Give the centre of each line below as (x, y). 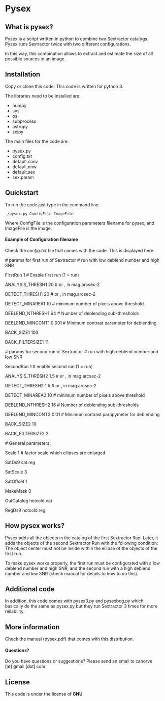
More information (33, 627)
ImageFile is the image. (29, 228)
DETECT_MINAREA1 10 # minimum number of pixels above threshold (75, 304)
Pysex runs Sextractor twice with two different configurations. (68, 44)
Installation (23, 74)
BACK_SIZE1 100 (22, 332)
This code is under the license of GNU (44, 694)
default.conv (25, 161)
